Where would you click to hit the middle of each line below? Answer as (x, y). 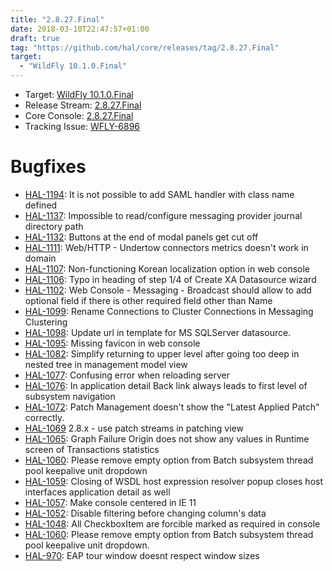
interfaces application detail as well (97, 492)
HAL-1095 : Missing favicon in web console (112, 343)
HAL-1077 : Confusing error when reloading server (127, 375)
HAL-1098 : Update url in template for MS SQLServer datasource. (158, 332)
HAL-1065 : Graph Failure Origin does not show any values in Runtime (167, 438)
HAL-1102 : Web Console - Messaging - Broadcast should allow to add (168, 290)
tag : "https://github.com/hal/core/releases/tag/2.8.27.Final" (145, 47)
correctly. (44, 417)
